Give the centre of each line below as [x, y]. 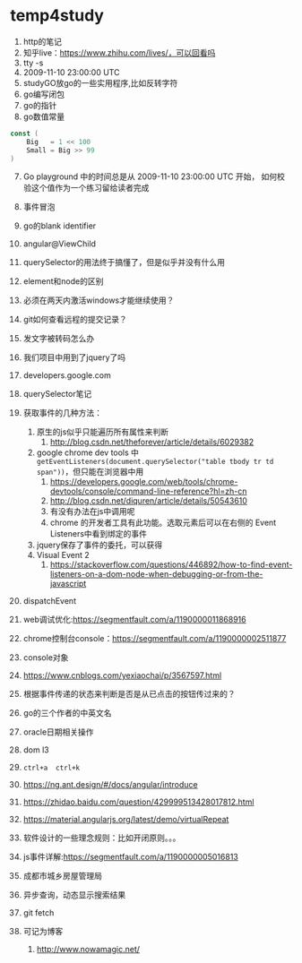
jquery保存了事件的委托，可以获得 [99, 545]
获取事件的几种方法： [62, 413]
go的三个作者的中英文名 [67, 713]
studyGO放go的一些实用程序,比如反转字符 [100, 82]
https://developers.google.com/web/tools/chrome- [144, 482]
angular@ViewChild [60, 244]
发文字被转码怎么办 [59, 339]
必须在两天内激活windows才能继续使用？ [99, 300]
